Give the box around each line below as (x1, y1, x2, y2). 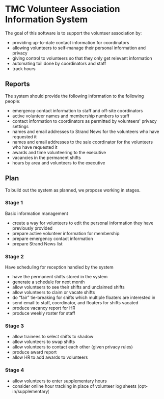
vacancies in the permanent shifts (12, 155, 81, 160)
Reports (5, 80, 30, 88)
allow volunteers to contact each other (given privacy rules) (12, 344, 133, 350)
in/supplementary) (12, 388, 50, 394)
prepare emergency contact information (12, 236, 93, 241)
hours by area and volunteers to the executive (12, 160, 106, 165)
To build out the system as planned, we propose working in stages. (5, 187, 141, 193)
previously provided (12, 225, 53, 231)
